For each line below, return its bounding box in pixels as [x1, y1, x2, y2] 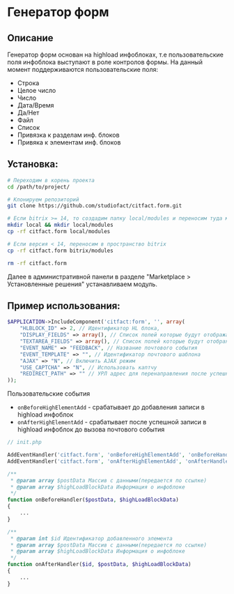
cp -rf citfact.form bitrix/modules [7, 247, 114, 254]
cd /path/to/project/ [7, 183, 70, 191]
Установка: [7, 158, 58, 170]
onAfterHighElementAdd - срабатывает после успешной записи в [17, 418, 207, 426]
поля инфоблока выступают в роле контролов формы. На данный [7, 58, 203, 66]
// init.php [7, 439, 42, 446]
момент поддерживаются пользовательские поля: [7, 66, 159, 73]
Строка [17, 79, 40, 87]
